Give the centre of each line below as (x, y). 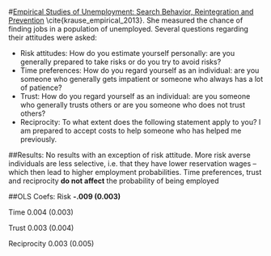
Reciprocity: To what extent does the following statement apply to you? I (140, 122)
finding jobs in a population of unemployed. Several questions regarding (129, 29)
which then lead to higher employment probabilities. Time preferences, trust (135, 172)
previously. (38, 139)
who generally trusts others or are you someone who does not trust (132, 105)
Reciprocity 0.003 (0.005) (51, 243)
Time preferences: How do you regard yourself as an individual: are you (140, 70)
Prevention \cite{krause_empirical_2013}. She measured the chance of (126, 20)
